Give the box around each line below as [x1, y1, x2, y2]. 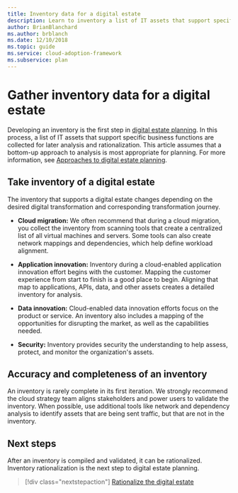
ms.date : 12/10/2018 [7, 37, 69, 44]
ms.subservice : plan [7, 57, 69, 64]
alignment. [17, 246, 49, 255]
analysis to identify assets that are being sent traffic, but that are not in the [7, 409, 225, 418]
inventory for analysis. [17, 290, 83, 298]
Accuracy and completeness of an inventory [7, 368, 208, 380]
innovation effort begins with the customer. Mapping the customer [17, 267, 211, 276]
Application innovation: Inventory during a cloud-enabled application [17, 260, 222, 268]
